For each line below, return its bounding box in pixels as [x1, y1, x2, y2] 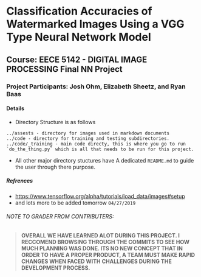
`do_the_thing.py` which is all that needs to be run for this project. [6, 146, 194, 152]
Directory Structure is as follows [15, 118, 96, 125]
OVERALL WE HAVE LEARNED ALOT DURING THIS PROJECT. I [21, 231, 180, 239]
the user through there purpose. [15, 163, 96, 170]
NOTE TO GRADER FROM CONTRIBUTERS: [6, 213, 114, 220]
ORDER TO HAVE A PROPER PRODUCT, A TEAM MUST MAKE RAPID [21, 251, 196, 258]
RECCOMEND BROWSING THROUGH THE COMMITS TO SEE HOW [21, 238, 190, 245]
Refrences [6, 177, 33, 184]
